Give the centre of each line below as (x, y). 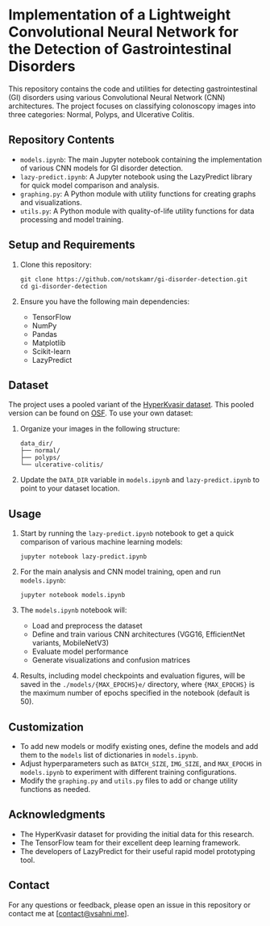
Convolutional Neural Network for (124, 32)
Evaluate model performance (80, 651)
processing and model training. (71, 219)
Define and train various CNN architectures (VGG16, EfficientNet (139, 634)
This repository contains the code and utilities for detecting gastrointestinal (133, 88)
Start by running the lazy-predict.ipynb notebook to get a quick (127, 533)
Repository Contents (62, 140)
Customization (46, 727)
